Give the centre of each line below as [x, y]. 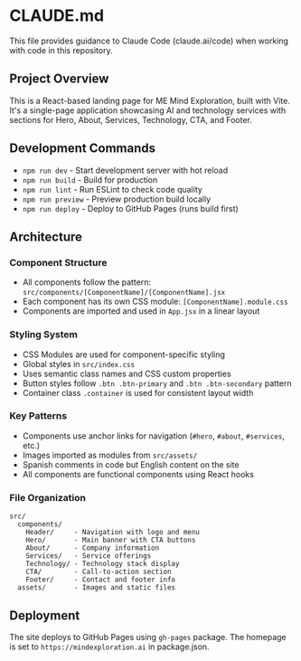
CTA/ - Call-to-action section [99, 572]
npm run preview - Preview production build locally [117, 199]
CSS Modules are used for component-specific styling [124, 354]
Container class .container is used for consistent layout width [138, 392]
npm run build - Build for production [90, 179]
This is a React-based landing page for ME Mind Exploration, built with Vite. [150, 100]
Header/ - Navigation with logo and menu [113, 533]
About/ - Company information [93, 548]
